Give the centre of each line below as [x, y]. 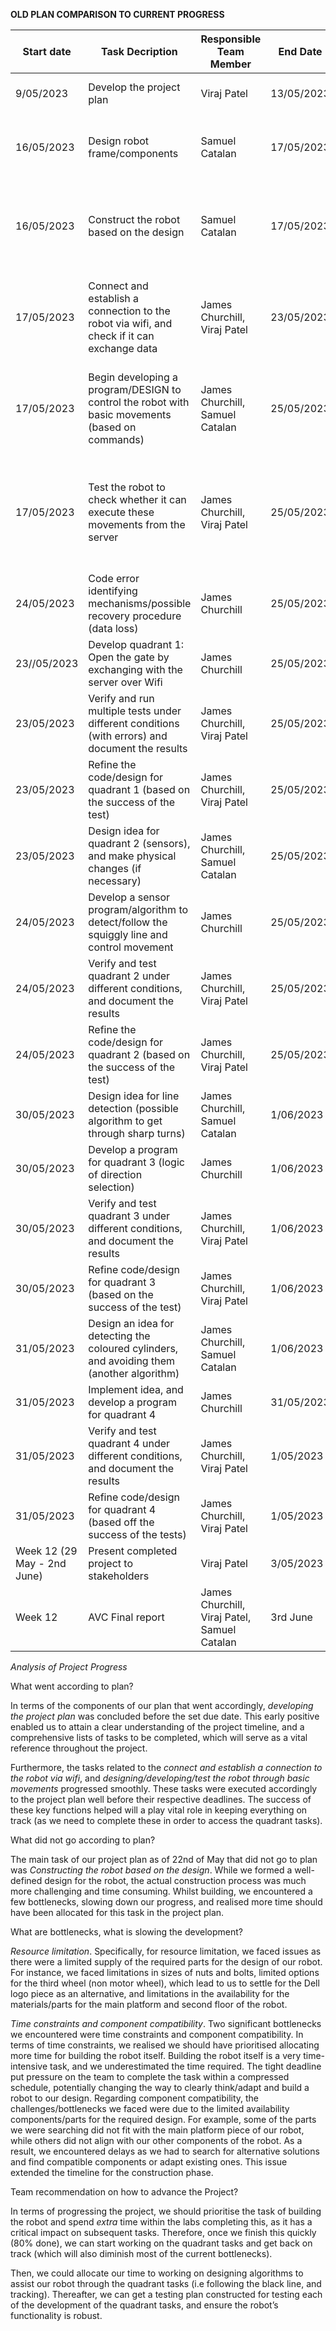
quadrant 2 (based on [139, 1054]
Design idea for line [134, 1096]
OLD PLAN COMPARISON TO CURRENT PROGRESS [117, 14]
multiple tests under [135, 711]
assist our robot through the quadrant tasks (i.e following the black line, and [166, 2283]
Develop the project [134, 87]
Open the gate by [129, 657]
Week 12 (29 [46, 1551]
